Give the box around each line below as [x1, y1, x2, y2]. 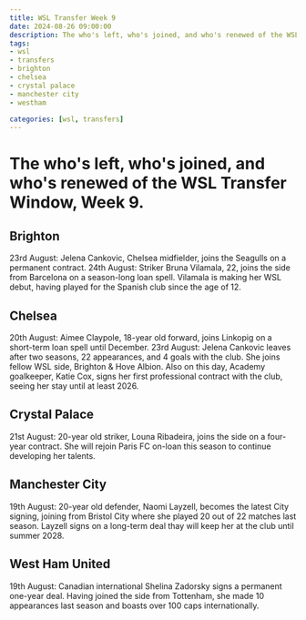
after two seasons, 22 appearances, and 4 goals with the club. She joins [9, 351, 280, 362]
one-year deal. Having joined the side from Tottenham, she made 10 [9, 590, 265, 601]
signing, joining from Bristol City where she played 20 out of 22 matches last [9, 511, 297, 522]
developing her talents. [9, 450, 96, 461]
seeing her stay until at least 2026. [9, 381, 139, 391]
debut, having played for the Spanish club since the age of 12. [9, 281, 241, 292]
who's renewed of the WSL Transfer [9, 173, 287, 194]
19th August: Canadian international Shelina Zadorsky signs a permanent [9, 580, 282, 592]
